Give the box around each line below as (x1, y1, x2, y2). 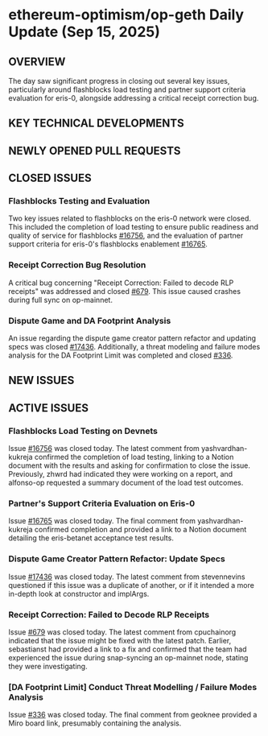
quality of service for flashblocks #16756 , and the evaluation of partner (8, 231, 244, 241)
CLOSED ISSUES (8, 172, 92, 185)
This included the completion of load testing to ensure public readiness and (8, 222, 259, 232)
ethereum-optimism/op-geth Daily (8, 6, 244, 24)
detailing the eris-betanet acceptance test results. (8, 533, 175, 543)
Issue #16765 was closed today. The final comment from (8, 516, 196, 526)
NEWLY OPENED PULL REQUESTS (8, 143, 181, 158)
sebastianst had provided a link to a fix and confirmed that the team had (8, 644, 247, 654)
